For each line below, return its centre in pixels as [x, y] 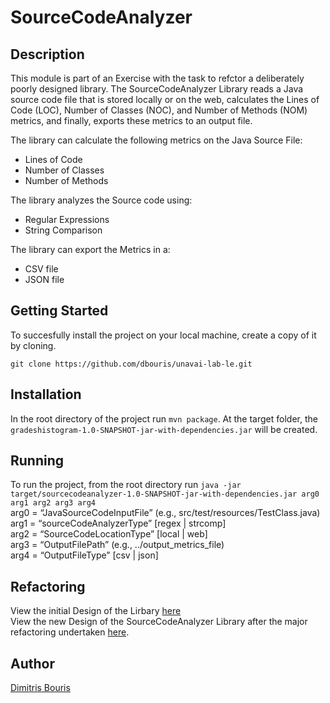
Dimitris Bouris [40, 688]
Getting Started [59, 311]
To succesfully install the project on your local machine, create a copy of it [163, 335]
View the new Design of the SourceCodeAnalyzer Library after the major [159, 622]
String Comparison [63, 230]
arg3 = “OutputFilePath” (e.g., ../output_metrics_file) [117, 545]
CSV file [41, 269]
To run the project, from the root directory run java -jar [126, 485]
